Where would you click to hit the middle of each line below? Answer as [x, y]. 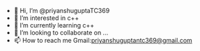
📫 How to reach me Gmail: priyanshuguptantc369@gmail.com [103, 40]
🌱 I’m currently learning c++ [54, 25]
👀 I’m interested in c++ [46, 18]
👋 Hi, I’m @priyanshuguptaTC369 [62, 11]
